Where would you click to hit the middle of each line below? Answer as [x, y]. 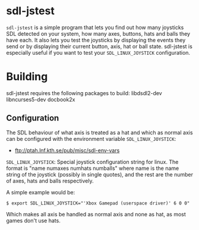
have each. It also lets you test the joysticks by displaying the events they [96, 40]
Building [27, 77]
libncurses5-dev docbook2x [41, 99]
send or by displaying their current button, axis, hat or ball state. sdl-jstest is [99, 46]
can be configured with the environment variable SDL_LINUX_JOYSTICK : [91, 138]
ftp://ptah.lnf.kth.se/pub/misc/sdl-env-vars [67, 150]
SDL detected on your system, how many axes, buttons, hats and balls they [98, 33]
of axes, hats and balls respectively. [50, 181]
